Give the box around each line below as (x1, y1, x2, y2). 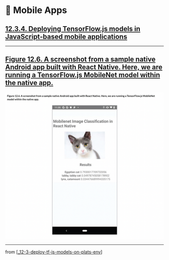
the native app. (5, 79, 54, 87)
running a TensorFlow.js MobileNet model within (5, 71, 160, 79)
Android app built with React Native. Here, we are (5, 63, 162, 72)
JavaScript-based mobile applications (5, 32, 127, 41)
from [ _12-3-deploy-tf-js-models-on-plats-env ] (5, 249, 103, 255)
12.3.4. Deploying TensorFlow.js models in (5, 25, 141, 33)
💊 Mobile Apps (5, 5, 67, 16)
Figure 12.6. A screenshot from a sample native (5, 55, 156, 64)
